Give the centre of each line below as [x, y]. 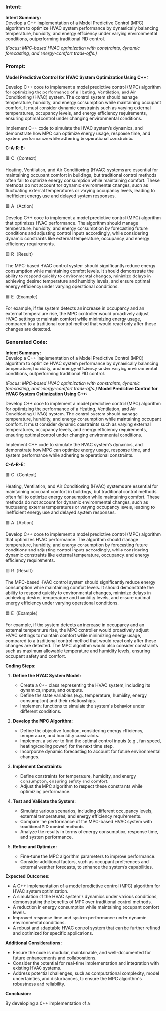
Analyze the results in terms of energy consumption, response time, [89, 831]
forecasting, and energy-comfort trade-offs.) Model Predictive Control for [82, 388]
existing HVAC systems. [37, 968]
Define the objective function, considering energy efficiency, [82, 730]
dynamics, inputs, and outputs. [52, 690]
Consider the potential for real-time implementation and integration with [86, 963]
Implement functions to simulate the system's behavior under [83, 706]
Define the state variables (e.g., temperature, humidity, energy [83, 695]
